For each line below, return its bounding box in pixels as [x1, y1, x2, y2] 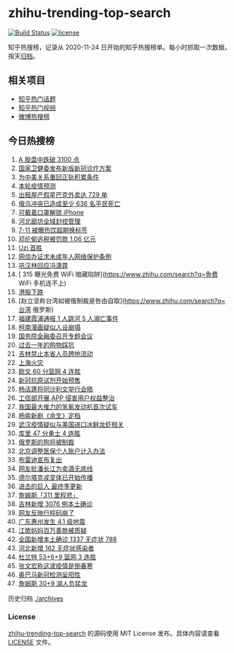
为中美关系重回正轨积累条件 [18, 172, 100, 181]
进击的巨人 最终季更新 [18, 482, 83, 490]
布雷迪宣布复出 [18, 455, 62, 464]
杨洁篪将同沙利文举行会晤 [18, 384, 93, 393]
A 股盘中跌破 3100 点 [18, 155, 80, 163]
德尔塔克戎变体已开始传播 [18, 473, 93, 481]
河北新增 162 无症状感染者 [18, 543, 95, 552]
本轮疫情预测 [18, 182, 56, 190]
